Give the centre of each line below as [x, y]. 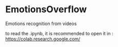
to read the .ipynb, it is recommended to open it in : [59, 33]
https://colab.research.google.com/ [43, 39]
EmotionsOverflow [46, 9]
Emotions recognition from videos [41, 24]
